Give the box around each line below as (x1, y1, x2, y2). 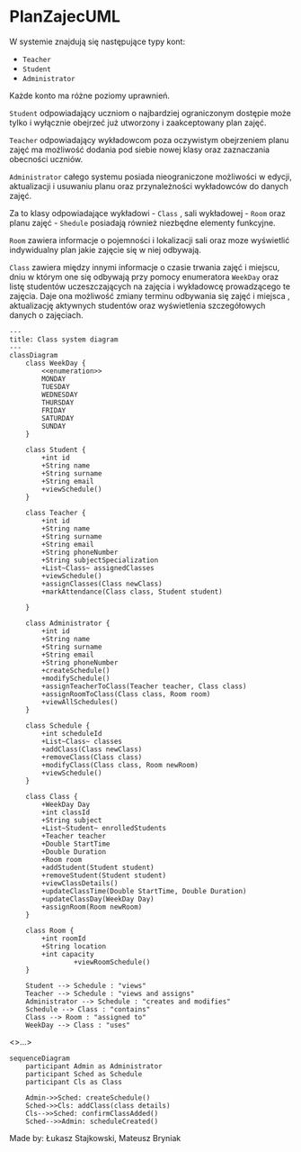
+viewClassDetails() (41, 878, 119, 888)
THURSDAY (41, 398, 75, 407)
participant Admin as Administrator (25, 1061, 164, 1071)
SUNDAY (41, 422, 66, 431)
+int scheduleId (41, 729, 102, 738)
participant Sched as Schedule (25, 1069, 143, 1078)
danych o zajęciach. (9, 309, 84, 321)
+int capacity (41, 949, 94, 958)
